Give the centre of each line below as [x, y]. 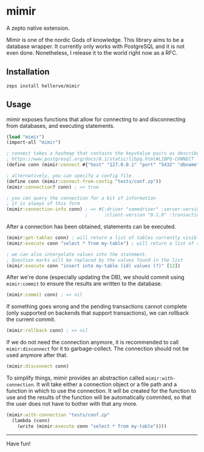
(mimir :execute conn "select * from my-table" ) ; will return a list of [100, 243]
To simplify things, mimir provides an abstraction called [75, 378]
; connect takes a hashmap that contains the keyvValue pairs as [90, 153]
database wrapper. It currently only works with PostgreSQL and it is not [96, 46]
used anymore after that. [37, 355]
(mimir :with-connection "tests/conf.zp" [58, 415]
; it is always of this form [43, 204]
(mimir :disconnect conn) [38, 366]
